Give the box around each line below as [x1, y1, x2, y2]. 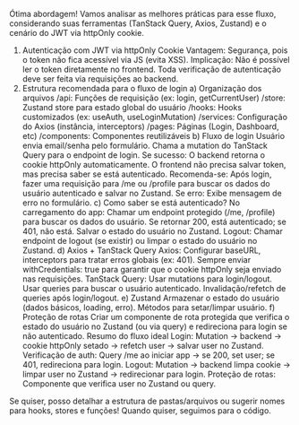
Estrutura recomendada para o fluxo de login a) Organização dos [21, 83, 262, 93]
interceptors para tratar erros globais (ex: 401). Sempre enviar [21, 255, 252, 265]
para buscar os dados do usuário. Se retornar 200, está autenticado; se [21, 216, 286, 227]
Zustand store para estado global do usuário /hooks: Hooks [21, 102, 243, 112]
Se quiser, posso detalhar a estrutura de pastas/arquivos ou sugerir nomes [9, 395, 286, 406]
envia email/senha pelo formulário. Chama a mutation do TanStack [21, 140, 269, 151]
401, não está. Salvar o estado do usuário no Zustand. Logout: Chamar [21, 226, 284, 237]
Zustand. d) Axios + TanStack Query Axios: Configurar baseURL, [21, 245, 261, 256]
